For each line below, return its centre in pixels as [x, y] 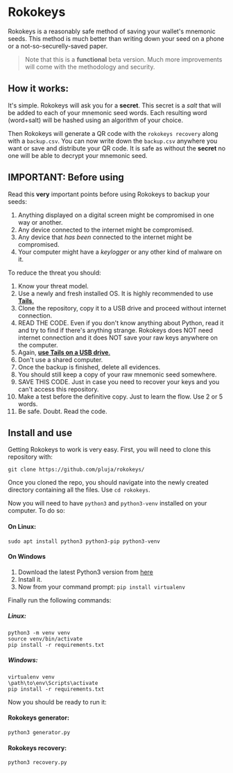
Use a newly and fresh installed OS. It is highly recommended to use [115, 293]
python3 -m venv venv [39, 633]
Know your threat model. [53, 286]
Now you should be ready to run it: [57, 702]
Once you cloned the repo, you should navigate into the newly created [108, 483]
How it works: [38, 88]
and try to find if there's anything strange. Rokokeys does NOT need [115, 330]
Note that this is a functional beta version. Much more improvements [123, 59]
